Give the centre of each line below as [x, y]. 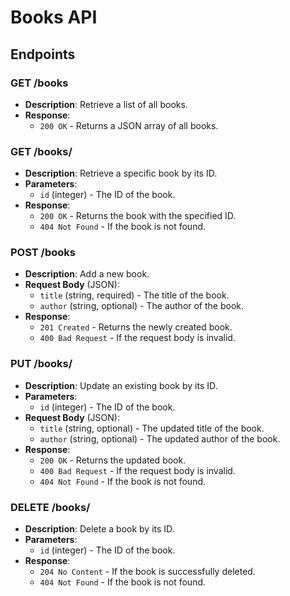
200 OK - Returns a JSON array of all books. [129, 125]
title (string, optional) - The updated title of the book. [152, 428]
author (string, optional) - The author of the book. [142, 306]
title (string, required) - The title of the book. [134, 295]
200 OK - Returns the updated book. [113, 460]
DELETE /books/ [50, 507]
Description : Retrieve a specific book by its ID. [121, 173]
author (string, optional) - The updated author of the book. [160, 438]
